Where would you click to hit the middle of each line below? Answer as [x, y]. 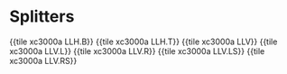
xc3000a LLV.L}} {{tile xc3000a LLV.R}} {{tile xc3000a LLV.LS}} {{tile [137, 51]
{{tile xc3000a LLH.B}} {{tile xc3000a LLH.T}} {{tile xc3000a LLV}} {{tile [143, 42]
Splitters [42, 17]
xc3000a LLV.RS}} [43, 60]
